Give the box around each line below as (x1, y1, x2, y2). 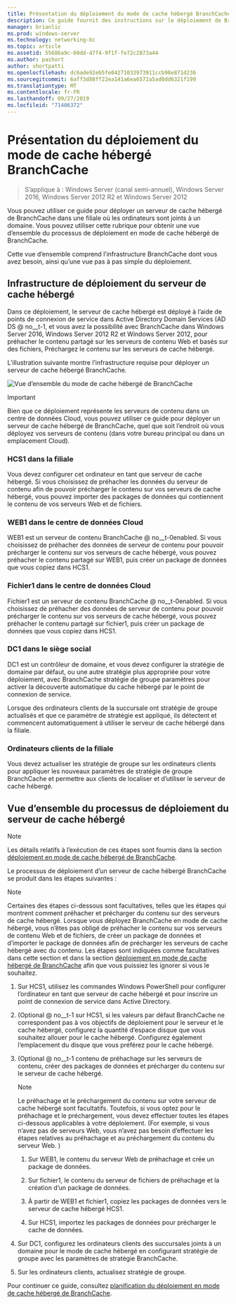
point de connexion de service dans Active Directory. (17, 997, 171, 1005)
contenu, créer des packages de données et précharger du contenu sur (17, 1061, 225, 1070)
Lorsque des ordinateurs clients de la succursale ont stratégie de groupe (7, 704, 218, 712)
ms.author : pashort (7, 56, 65, 63)
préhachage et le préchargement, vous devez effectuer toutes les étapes (17, 1111, 229, 1120)
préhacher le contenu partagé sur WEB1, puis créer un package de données (7, 556, 227, 564)
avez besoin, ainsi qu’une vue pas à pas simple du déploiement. (7, 257, 192, 266)
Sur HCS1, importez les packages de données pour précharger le (27, 1218, 216, 1227)
